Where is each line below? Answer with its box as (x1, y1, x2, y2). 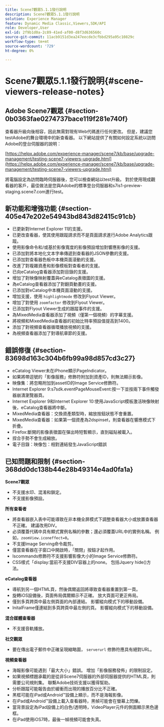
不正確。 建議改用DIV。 (12, 522, 60, 528)
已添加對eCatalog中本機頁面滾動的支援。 (12, 287, 95, 293)
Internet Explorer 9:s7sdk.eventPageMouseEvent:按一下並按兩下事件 (12, 386, 151, 392)
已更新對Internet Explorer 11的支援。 (12, 226, 86, 232)
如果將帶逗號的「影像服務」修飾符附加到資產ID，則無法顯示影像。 (12, 374, 145, 380)
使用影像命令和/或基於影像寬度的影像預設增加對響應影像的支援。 (12, 244, 143, 251)
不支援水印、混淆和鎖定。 (12, 489, 64, 495)
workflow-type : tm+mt (5, 39, 49, 44)
